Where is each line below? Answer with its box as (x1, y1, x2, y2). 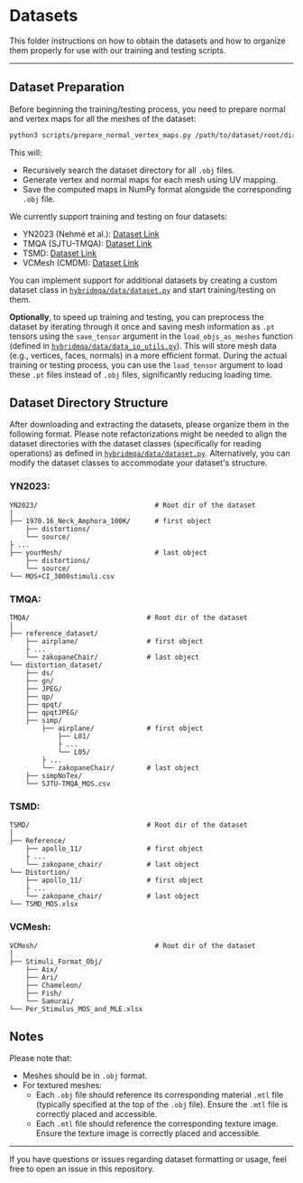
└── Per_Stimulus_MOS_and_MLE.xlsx (9, 1004, 143, 1013)
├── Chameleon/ (25, 981, 83, 990)
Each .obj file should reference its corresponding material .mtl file (35, 1090, 284, 1101)
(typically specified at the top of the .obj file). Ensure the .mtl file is (35, 1099, 289, 1110)
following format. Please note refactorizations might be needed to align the (9, 428, 288, 439)
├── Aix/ (25, 964, 59, 974)
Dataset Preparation (9, 80, 124, 95)
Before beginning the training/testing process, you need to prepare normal (9, 103, 286, 114)
